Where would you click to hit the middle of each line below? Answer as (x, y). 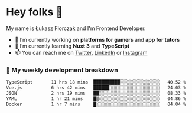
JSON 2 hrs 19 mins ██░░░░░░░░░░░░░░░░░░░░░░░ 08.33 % (96, 93)
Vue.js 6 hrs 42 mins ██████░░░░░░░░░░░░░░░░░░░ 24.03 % (96, 88)
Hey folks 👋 (35, 12)
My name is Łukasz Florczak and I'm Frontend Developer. (76, 28)
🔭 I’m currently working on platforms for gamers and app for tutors (97, 39)
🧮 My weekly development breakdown (62, 70)
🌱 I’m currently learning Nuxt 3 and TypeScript (72, 46)
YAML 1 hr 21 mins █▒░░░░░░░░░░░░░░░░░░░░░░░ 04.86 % (96, 99)
